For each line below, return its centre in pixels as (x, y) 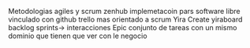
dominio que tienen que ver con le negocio (78, 36)
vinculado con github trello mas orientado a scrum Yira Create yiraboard (125, 19)
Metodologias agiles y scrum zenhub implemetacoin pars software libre (124, 11)
